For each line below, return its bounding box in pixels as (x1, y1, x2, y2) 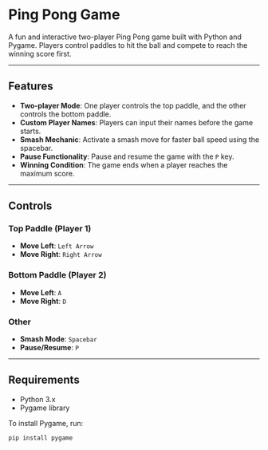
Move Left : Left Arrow (19, 241, 94, 251)
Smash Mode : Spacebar (19, 334, 97, 344)
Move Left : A (19, 287, 62, 297)
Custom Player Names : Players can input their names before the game (19, 117, 254, 127)
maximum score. (19, 168, 75, 178)
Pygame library (19, 403, 70, 412)
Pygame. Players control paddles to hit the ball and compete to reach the (8, 40, 248, 49)
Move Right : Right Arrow (19, 250, 102, 259)
